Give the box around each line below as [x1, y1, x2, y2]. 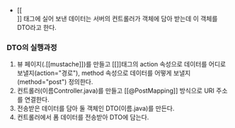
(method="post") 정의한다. [16, 78, 93, 86]
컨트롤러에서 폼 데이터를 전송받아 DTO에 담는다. [16, 113, 149, 122]
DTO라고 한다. [16, 23, 57, 31]
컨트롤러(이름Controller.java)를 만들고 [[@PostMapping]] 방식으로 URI [16, 86, 215, 95]
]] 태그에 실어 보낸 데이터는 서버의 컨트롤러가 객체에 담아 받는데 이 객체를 [16, 14, 218, 23]
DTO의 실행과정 [6, 42, 57, 52]
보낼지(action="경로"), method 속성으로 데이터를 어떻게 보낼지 [16, 69, 191, 77]
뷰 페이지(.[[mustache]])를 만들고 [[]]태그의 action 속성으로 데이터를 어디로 [16, 60, 227, 69]
